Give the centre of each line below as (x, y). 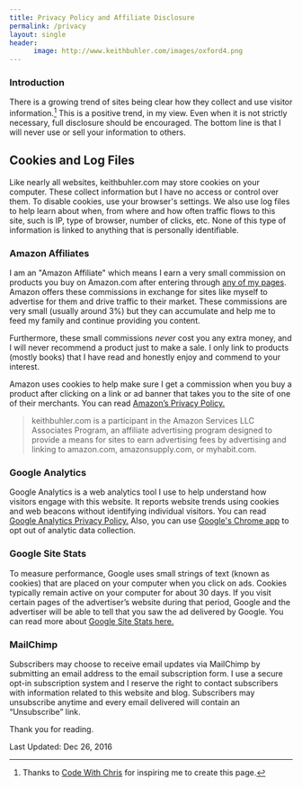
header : (24, 43)
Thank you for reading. (52, 729)
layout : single (38, 34)
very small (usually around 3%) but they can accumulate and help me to (142, 311)
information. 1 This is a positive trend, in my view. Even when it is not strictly (148, 112)
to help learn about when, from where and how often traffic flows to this (142, 210)
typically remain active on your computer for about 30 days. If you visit (140, 592)
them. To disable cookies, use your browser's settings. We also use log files (150, 201)
